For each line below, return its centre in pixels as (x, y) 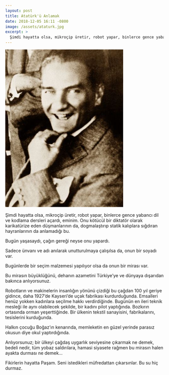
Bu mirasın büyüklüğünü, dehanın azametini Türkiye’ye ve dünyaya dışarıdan (84, 275)
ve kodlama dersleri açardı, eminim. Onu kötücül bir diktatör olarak (74, 220)
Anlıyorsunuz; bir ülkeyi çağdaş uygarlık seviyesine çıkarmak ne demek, (80, 342)
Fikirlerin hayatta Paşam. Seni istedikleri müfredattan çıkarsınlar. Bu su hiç (82, 363)
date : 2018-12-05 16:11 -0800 (37, 21)
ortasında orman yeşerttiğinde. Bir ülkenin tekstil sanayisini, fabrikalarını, (80, 312)
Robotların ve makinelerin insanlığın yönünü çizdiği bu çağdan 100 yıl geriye (84, 291)
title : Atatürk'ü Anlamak (32, 16)
